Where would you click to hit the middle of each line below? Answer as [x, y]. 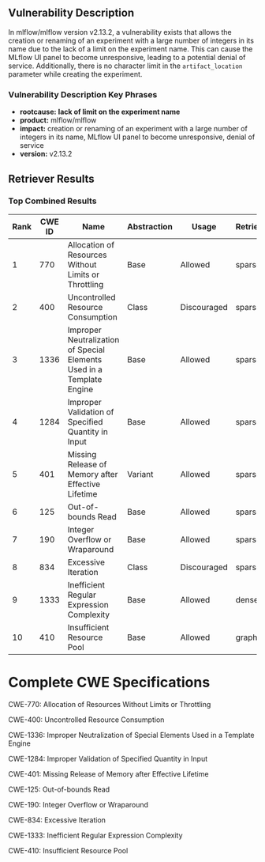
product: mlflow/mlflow [58, 120]
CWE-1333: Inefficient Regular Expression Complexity [95, 835]
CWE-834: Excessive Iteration [57, 820]
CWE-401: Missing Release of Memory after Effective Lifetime [108, 773]
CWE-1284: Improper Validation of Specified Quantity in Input [108, 758]
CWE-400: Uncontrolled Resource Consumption [86, 720]
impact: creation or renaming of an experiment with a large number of [134, 129]
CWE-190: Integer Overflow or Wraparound [78, 804]
